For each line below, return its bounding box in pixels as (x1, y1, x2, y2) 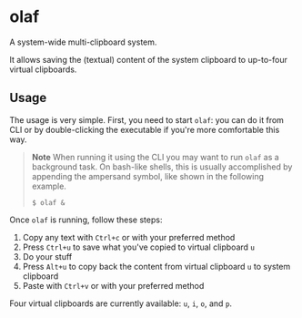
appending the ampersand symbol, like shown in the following (31, 170, 265, 181)
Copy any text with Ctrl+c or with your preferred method (22, 231, 236, 242)
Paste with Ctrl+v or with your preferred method (22, 280, 205, 291)
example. (31, 180, 66, 191)
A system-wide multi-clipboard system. (9, 36, 157, 47)
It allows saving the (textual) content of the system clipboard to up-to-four (9, 54, 288, 65)
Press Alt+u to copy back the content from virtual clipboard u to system (22, 261, 291, 272)
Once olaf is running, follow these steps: (9, 214, 163, 225)
